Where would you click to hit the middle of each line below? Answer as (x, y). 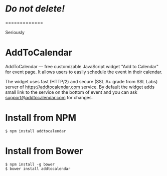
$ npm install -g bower (30, 164)
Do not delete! (35, 9)
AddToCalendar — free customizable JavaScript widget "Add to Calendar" (82, 66)
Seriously (15, 32)
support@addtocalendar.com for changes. (49, 97)
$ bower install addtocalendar (38, 168)
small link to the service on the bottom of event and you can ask (71, 92)
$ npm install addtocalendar (36, 131)
